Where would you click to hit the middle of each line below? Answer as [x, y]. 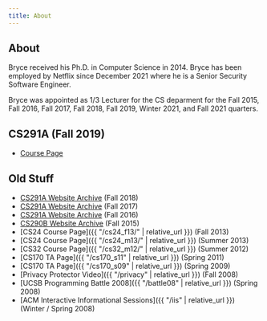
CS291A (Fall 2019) [57, 134]
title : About [30, 16]
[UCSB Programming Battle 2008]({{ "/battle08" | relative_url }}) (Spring [139, 283]
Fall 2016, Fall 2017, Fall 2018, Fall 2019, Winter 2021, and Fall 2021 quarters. [133, 108]
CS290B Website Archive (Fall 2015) [80, 223]
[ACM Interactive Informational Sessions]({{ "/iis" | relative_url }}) [127, 300]
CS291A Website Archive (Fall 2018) [79, 198]
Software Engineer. [40, 84]
